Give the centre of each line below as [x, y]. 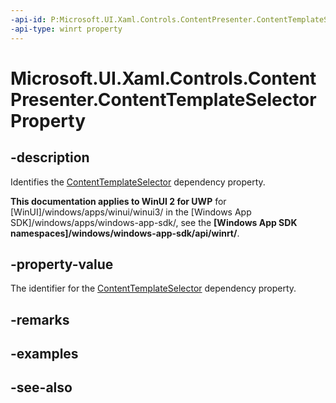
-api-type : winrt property [66, 29]
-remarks [40, 319]
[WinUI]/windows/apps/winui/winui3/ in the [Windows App [131, 212]
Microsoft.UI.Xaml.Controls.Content [163, 78]
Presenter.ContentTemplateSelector [163, 99]
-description [50, 157]
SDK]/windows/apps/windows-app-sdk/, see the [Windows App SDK [154, 222]
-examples [44, 354]
